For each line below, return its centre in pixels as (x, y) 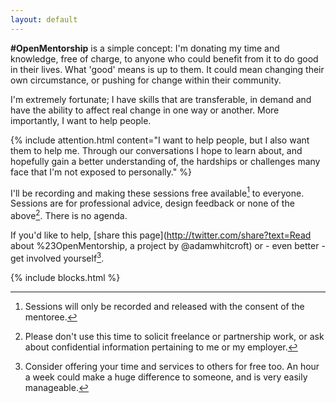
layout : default (44, 19)
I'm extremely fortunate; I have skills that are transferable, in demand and (161, 99)
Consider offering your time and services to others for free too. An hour (172, 366)
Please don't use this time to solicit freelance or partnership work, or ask (174, 336)
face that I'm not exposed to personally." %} (101, 172)
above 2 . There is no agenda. (69, 214)
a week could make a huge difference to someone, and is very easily (166, 377)
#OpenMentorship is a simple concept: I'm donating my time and (145, 48)
